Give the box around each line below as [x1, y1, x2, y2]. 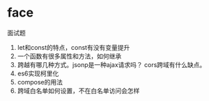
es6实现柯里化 [17, 69, 59, 77]
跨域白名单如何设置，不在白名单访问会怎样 [17, 86, 140, 95]
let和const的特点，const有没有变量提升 [17, 43, 130, 51]
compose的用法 [17, 77, 63, 86]
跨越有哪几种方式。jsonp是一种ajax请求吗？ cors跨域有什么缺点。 [17, 60, 206, 68]
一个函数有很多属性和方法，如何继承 [17, 52, 122, 60]
